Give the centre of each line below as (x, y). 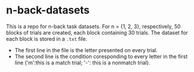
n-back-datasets (48, 10)
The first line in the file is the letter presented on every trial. (86, 50)
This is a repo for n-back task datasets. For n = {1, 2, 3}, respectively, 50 (93, 26)
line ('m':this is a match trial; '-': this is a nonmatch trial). (82, 63)
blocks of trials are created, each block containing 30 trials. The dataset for (97, 32)
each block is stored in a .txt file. (47, 39)
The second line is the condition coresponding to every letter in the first (101, 56)
